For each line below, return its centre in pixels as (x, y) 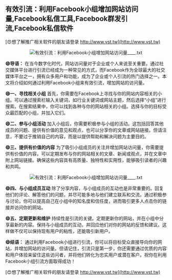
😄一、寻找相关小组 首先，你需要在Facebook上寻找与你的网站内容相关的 (81, 93)
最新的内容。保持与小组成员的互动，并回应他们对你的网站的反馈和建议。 (86, 225)
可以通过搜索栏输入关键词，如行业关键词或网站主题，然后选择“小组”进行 (90, 100)
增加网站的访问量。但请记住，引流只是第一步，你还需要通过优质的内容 (93, 248)
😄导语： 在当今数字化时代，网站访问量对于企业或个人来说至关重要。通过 (82, 63)
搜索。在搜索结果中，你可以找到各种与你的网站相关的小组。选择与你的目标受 (86, 106)
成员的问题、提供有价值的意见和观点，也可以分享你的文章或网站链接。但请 (84, 130)
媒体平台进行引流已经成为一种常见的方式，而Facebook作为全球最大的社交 (87, 70)
